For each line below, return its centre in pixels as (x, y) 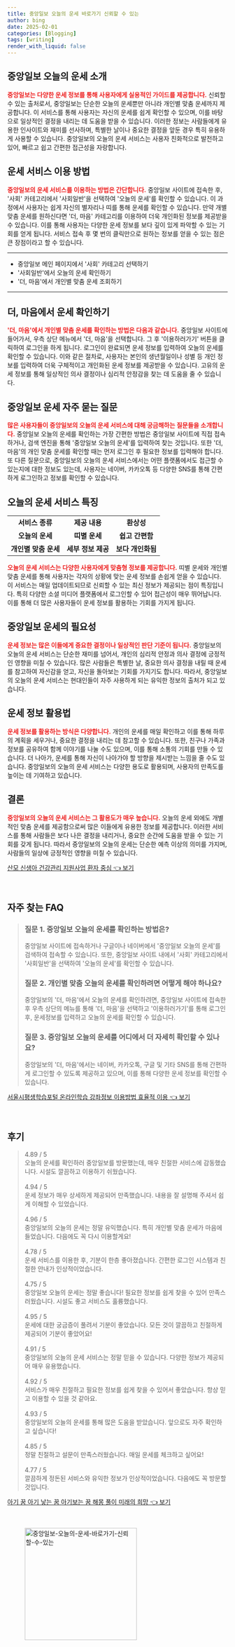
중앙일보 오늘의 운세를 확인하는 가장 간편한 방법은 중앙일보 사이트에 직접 (115, 434)
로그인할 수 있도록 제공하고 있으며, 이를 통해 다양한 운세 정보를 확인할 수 (130, 1073)
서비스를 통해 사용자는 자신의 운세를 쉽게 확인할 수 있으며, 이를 (126, 112)
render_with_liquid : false (47, 46)
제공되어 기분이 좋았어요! (58, 1334)
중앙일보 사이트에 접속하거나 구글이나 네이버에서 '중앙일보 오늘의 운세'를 (122, 946)
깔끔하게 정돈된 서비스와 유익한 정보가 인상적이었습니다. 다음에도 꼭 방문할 (125, 1478)
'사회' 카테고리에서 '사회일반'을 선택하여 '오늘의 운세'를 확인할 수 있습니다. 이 (112, 198)
